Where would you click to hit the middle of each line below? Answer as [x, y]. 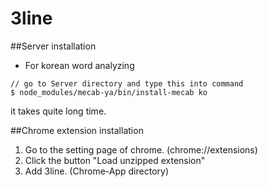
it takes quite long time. [58, 111]
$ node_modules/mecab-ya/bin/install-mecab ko [109, 92]
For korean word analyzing [79, 65]
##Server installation [53, 46]
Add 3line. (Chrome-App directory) [97, 171]
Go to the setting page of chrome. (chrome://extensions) [141, 149]
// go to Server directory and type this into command [127, 83]
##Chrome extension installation [77, 130]
